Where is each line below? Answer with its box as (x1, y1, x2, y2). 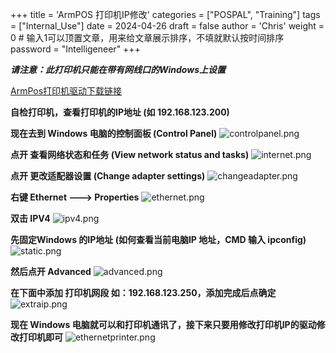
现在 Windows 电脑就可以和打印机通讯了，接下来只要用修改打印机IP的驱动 (10, 319, 317, 330)
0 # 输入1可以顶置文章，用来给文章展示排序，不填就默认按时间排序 (10, 32, 285, 43)
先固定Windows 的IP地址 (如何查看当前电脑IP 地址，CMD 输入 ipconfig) (10, 234, 307, 245)
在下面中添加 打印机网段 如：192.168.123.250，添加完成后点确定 (10, 287, 277, 298)
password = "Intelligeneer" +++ (10, 43, 141, 55)
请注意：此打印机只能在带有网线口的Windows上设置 (10, 64, 227, 75)
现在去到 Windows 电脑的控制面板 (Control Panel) (10, 128, 218, 139)
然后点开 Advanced (10, 266, 92, 277)
